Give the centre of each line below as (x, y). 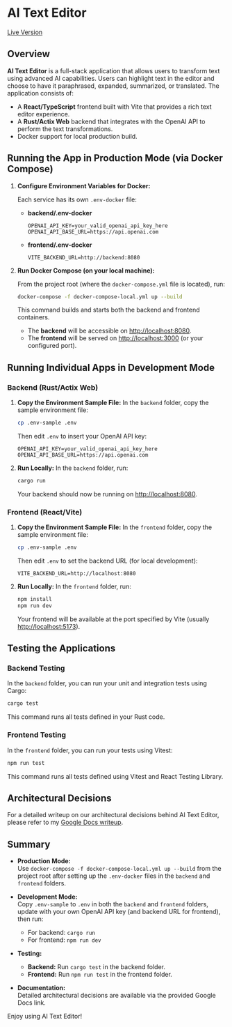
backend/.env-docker (60, 213)
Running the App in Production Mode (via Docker (115, 158)
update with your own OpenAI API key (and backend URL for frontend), (119, 912)
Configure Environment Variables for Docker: (84, 185)
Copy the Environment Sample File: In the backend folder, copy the (113, 403)
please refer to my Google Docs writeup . (65, 822)
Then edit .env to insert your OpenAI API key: (82, 436)
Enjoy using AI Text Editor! (44, 1017)
